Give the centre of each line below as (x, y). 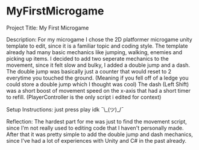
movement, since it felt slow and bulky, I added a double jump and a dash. (98, 65)
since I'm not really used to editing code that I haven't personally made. (95, 128)
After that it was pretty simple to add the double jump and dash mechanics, (99, 134)
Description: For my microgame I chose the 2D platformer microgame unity (99, 39)
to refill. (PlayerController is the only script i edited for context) (84, 97)
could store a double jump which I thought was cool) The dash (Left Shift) (98, 84)
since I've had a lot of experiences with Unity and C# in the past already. (96, 140)
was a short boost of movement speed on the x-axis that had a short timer (99, 90)
